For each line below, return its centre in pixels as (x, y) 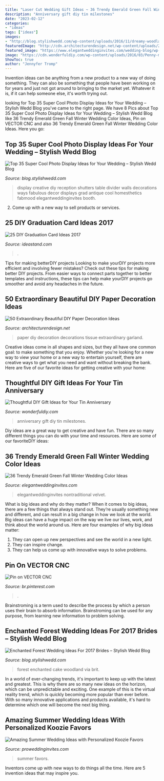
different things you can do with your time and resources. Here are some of (81, 436)
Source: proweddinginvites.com (37, 749)
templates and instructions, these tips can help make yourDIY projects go (79, 278)
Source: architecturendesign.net (38, 328)
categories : (17, 23)
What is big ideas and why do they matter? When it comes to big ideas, (76, 504)
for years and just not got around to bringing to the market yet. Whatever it (80, 88)
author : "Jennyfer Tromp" (31, 64)
